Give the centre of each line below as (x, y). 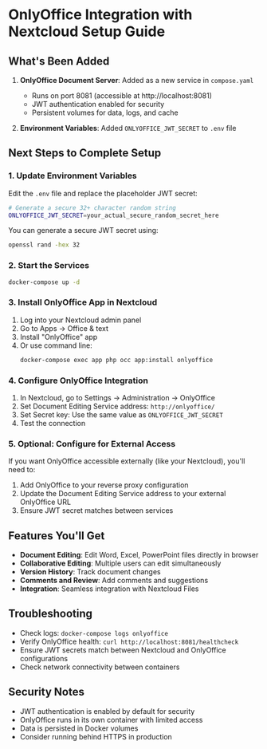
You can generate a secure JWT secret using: (83, 231)
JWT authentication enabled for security (98, 104)
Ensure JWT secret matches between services (96, 511)
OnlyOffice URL (45, 502)
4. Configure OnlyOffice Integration (79, 380)
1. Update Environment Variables (73, 175)
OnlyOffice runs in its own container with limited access (111, 719)
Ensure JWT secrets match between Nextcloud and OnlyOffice (123, 650)
